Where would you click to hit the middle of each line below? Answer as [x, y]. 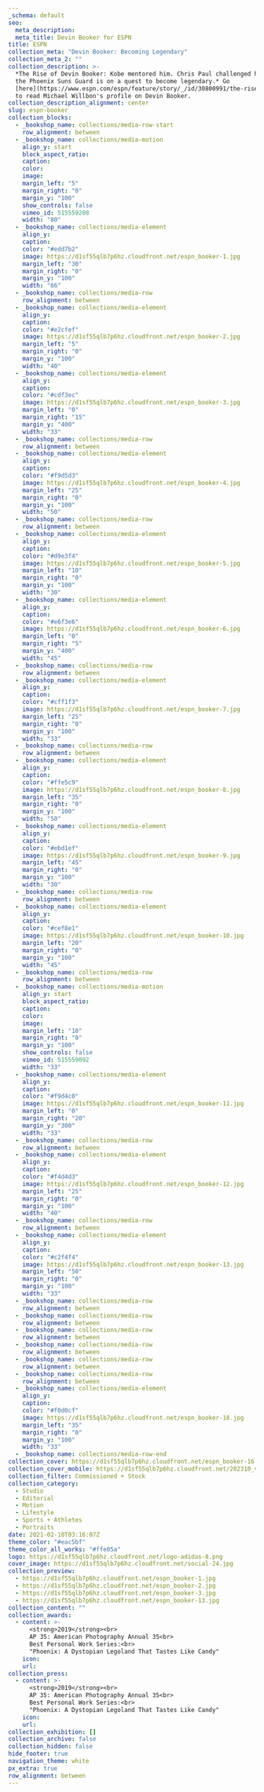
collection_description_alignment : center [79, 103]
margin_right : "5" [52, 644]
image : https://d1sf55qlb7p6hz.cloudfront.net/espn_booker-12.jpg [133, 1184]
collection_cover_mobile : [50, 1469]
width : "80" [42, 220]
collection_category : [44, 1483]
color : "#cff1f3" [51, 702]
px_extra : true [33, 1768]
